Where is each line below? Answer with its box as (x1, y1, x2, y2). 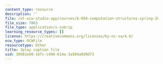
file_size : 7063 (5, 20, 38, 26)
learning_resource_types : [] (5, 29, 64, 34)
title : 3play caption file (5, 47, 60, 52)
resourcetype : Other (5, 43, 47, 48)
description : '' (5, 12, 38, 16)
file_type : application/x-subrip (5, 25, 73, 30)
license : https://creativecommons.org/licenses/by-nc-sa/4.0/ (5, 34, 133, 39)
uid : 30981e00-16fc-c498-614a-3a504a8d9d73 (5, 51, 95, 57)
